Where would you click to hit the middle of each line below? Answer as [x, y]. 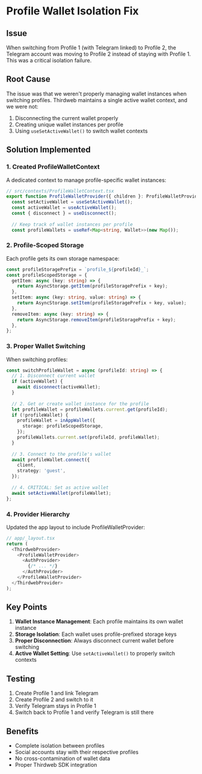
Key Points [27, 607]
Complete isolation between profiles [60, 746]
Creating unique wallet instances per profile [69, 124]
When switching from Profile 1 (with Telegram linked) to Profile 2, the [91, 47]
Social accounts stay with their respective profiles [77, 752]
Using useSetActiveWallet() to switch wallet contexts [81, 131]
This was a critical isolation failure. [49, 60]
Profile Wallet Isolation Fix [73, 11]
